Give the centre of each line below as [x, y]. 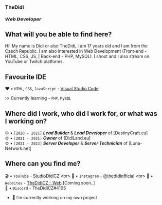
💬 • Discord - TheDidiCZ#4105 [36, 188]
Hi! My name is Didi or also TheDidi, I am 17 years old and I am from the [76, 46]
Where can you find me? [43, 164]
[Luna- [135, 143]
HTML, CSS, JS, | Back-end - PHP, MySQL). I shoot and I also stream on [77, 56]
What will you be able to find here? [58, 34]
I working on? [26, 121]
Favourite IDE [26, 77]
